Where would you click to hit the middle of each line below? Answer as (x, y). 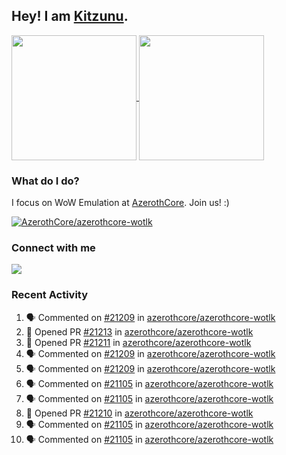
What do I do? (45, 181)
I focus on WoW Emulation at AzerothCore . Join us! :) (120, 203)
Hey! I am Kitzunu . (70, 16)
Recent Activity (50, 295)
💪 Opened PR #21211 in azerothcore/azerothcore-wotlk (138, 342)
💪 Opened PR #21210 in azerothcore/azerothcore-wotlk (139, 413)
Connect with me (53, 248)
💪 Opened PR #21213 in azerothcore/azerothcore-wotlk (139, 331)
